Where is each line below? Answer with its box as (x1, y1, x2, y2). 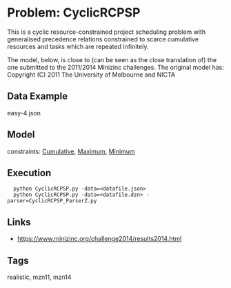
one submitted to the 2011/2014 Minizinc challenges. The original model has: (7, 63, 224, 71)
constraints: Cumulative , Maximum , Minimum (7, 147, 136, 155)
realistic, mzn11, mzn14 (7, 273, 72, 281)
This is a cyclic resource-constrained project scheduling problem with (7, 28, 205, 36)
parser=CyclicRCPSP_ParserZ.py (7, 198, 97, 204)
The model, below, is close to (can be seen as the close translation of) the (7, 55, 217, 64)
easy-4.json (7, 108, 41, 117)
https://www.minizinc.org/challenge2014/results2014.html (17, 235, 182, 243)
